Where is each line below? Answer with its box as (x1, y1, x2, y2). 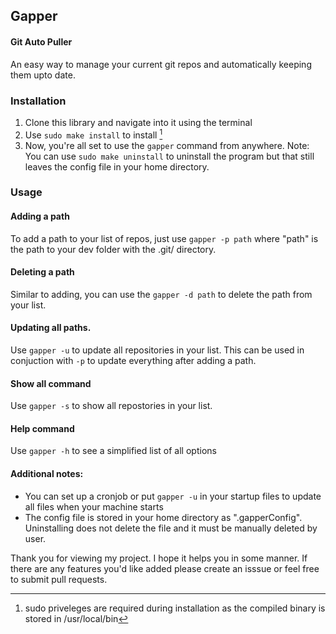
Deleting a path (10, 266, 75, 278)
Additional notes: (10, 468, 84, 480)
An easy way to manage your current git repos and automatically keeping (10, 58, 312, 70)
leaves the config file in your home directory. (24, 160, 210, 173)
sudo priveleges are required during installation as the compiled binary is (24, 602, 326, 614)
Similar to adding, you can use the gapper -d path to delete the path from (10, 288, 313, 300)
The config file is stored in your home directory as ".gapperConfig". (24, 511, 303, 523)
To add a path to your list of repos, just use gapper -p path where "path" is (10, 232, 319, 244)
